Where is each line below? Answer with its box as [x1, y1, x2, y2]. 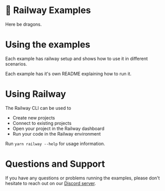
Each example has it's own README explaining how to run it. [5, 71, 132, 77]
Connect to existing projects [12, 120, 72, 126]
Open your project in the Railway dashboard [12, 125, 105, 132]
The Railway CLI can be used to [5, 105, 71, 111]
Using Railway [5, 88, 66, 100]
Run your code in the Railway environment [12, 131, 101, 137]
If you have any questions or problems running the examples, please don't [5, 175, 160, 181]
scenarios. [5, 60, 27, 67]
